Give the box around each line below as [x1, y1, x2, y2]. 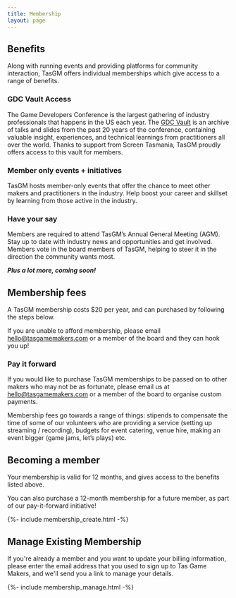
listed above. [7, 480, 44, 489]
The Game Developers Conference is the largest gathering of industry [7, 110, 210, 118]
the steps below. [7, 313, 55, 322]
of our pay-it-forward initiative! [7, 501, 97, 510]
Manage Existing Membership [7, 535, 142, 547]
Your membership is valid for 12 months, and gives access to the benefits [7, 473, 220, 482]
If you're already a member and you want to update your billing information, [7, 554, 227, 563]
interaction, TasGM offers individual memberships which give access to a [7, 69, 220, 78]
